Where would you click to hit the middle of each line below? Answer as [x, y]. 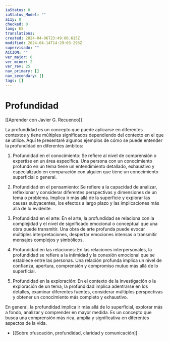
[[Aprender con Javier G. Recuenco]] [44, 120]
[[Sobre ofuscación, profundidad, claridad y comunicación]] [75, 333]
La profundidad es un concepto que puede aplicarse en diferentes [74, 129]
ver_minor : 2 [19, 62]
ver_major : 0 [19, 57]
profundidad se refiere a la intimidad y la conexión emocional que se [83, 255]
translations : [20, 33]
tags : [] [14, 81]
